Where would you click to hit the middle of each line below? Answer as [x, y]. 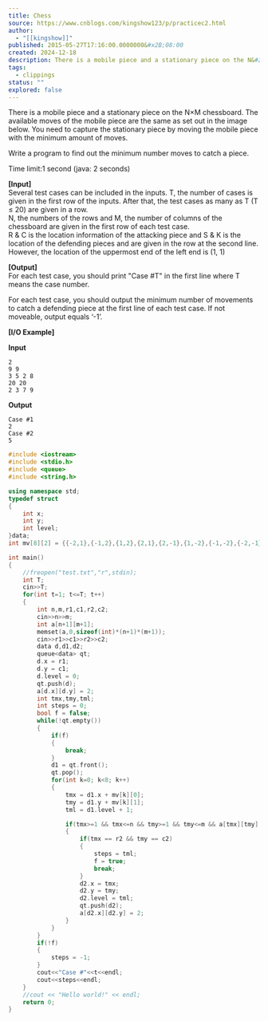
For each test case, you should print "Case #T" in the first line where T [124, 276]
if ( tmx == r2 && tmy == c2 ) [126, 839]
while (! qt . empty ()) [69, 721]
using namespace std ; [44, 491]
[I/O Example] [32, 333]
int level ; [41, 528]
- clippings [35, 75]
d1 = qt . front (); [80, 765]
